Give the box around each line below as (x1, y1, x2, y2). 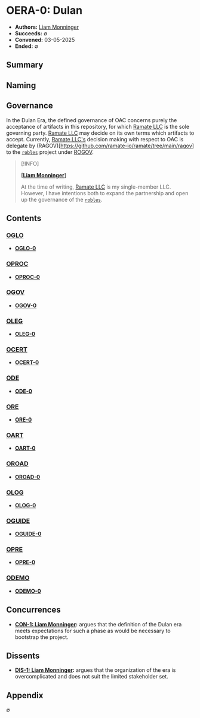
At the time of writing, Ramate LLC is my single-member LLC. (20, 183, 171, 190)
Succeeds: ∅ (14, 29, 48, 37)
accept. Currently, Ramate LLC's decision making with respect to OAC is (6, 135, 184, 143)
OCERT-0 (14, 359, 39, 366)
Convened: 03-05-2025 (14, 36, 75, 43)
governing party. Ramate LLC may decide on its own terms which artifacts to (6, 129, 195, 137)
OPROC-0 (14, 273, 40, 280)
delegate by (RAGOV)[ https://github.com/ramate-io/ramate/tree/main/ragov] (6, 142, 194, 149)
